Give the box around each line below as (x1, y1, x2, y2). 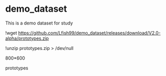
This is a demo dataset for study (5, 20, 73, 26)
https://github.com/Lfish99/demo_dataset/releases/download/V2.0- (18, 30, 161, 36)
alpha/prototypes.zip (5, 35, 49, 41)
